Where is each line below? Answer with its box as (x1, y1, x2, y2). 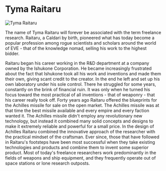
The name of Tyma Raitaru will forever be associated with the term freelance (5, 29, 162, 35)
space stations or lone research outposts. (5, 160, 90, 166)
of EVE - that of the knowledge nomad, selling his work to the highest (5, 45, 147, 51)
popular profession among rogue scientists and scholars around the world (5, 40, 156, 46)
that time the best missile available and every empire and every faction (5, 108, 150, 114)
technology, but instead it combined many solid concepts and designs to (5, 118, 154, 124)
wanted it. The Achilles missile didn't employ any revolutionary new (5, 113, 143, 118)
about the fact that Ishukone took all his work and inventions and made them (5, 70, 161, 76)
